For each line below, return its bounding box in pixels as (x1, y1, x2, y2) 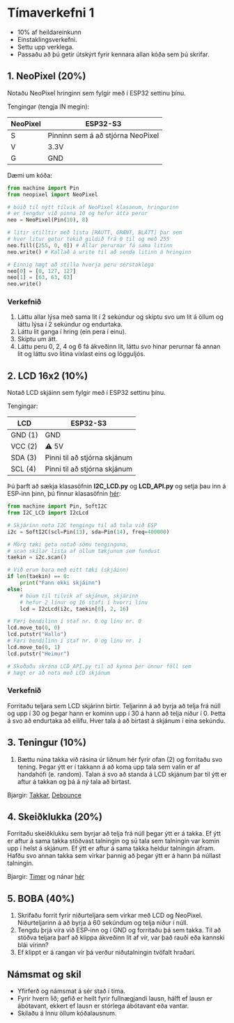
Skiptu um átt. (17, 335, 58, 343)
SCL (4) (10, 464, 37, 474)
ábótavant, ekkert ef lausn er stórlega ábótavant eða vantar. (17, 1001, 189, 1010)
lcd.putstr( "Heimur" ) (7, 650, 70, 657)
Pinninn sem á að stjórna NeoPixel (47, 130, 159, 140)
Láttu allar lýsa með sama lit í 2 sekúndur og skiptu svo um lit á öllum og (17, 313, 224, 321)
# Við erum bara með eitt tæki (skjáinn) (7, 566, 130, 574)
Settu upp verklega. (17, 42, 75, 51)
